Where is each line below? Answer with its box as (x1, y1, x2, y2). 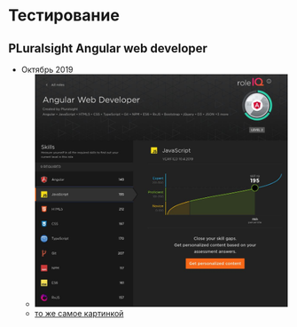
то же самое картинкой (34, 307, 124, 318)
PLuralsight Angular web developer (8, 41, 207, 56)
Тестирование (8, 5, 121, 26)
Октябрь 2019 (20, 64, 74, 75)
